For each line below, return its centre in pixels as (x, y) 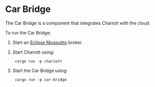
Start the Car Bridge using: (40, 70)
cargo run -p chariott (39, 61)
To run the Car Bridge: (28, 32)
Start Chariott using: (33, 52)
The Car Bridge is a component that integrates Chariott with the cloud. (78, 23)
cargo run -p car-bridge (41, 79)
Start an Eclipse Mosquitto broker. (47, 42)
